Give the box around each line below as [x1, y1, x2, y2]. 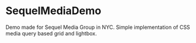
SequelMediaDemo [5, 4, 102, 18]
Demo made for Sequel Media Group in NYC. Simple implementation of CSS [5, 24, 191, 31]
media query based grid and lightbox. [5, 29, 97, 37]
